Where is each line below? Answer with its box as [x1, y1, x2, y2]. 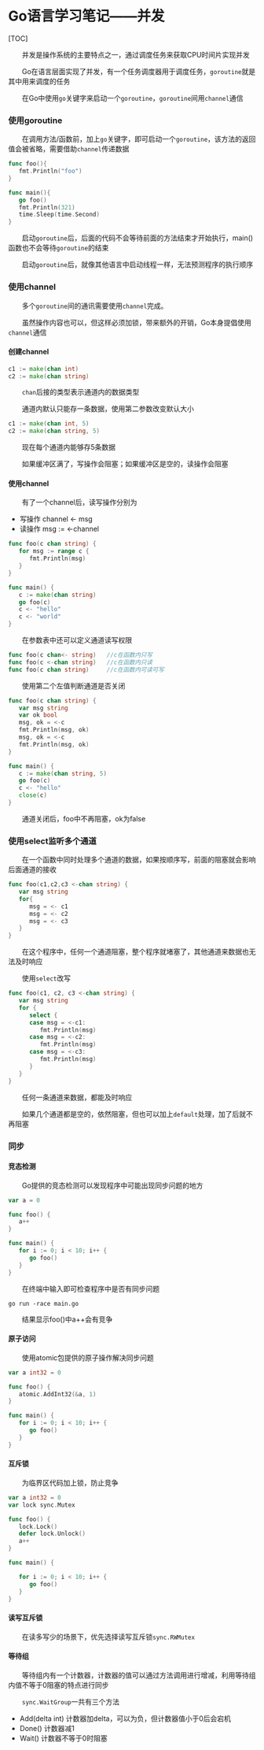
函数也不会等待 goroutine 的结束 [8, 243, 109, 253]
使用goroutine [8, 115, 63, 126]
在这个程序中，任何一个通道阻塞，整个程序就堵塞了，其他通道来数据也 [22, 947, 249, 957]
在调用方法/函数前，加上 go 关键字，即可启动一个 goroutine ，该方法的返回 [22, 135, 256, 144]
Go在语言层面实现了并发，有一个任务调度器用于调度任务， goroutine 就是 [22, 66, 256, 76]
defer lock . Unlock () [18, 1529, 86, 1538]
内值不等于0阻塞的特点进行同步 [8, 1680, 109, 1689]
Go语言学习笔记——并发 [8, 7, 165, 25]
